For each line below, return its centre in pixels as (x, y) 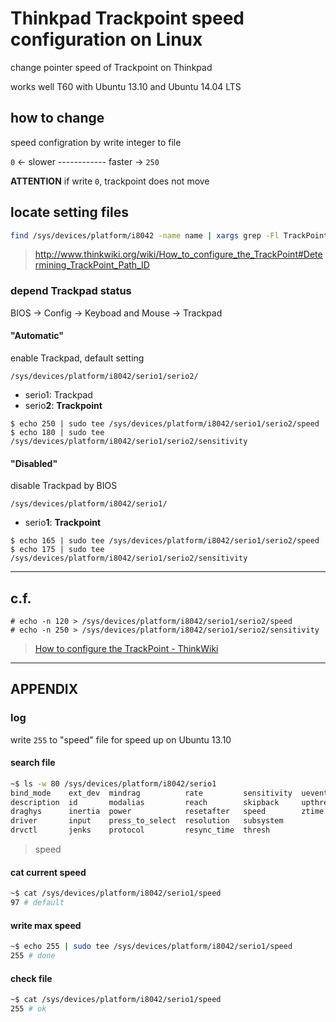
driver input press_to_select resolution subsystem (147, 821)
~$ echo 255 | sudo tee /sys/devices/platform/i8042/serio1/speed (151, 947)
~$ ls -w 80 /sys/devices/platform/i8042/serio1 (113, 783)
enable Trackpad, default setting (77, 358)
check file (31, 978)
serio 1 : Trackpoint (63, 523)
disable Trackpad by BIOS (64, 486)
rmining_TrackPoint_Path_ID (92, 265)
